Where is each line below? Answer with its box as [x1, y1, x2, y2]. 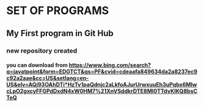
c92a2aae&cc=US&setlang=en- [6, 75, 89, 82]
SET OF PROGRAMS [6, 4, 109, 18]
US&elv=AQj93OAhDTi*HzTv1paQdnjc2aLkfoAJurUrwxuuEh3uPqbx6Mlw [6, 81, 197, 89]
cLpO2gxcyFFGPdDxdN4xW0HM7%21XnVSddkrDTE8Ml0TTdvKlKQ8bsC [6, 87, 198, 95]
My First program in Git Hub [6, 28, 114, 39]
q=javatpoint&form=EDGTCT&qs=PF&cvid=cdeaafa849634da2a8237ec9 [6, 68, 197, 75]
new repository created [6, 46, 78, 55]
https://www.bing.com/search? [68, 62, 151, 69]
